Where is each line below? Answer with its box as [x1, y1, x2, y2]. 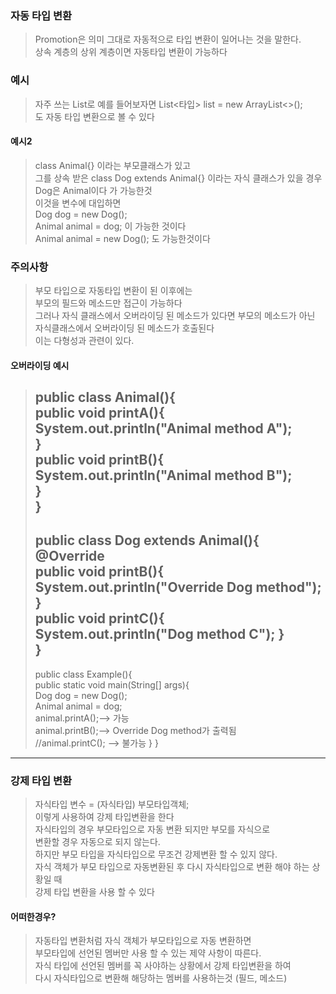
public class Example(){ [34, 668, 133, 680]
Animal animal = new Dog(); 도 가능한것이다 [34, 232, 211, 244]
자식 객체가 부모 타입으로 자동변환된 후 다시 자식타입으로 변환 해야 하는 [34, 861, 310, 873]
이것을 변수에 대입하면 [34, 197, 122, 209]
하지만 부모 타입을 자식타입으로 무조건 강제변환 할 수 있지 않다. [34, 848, 278, 861]
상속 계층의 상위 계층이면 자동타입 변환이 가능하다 [34, 46, 228, 58]
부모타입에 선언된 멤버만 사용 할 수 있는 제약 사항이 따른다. [34, 947, 262, 959]
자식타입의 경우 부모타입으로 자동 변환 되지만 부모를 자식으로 [34, 823, 271, 836]
